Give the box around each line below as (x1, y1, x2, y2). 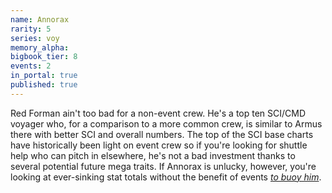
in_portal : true (10, 71, 78, 81)
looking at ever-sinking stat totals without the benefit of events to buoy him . (10, 171, 322, 183)
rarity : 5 (10, 24, 52, 34)
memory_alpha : (10, 42, 70, 53)
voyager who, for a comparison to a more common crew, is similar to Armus (10, 117, 323, 130)
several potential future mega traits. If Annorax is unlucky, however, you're (10, 160, 317, 172)
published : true (10, 80, 78, 90)
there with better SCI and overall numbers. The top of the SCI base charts (10, 128, 314, 140)
